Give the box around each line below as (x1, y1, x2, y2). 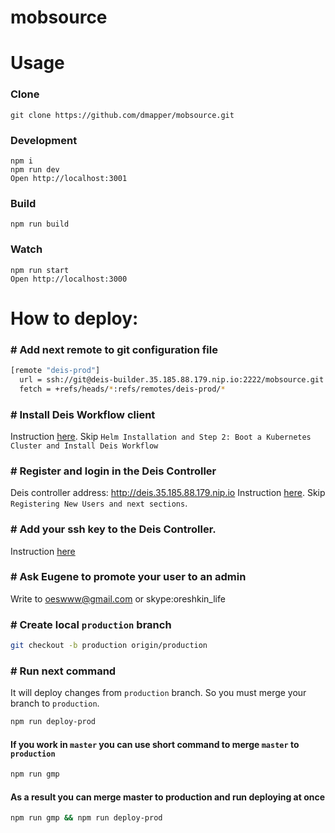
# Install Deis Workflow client (10, 407, 156, 421)
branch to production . (10, 697, 100, 710)
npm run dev (10, 164, 60, 175)
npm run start (10, 265, 70, 275)
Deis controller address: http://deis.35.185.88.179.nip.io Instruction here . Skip (10, 487, 326, 499)
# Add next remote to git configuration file (10, 342, 218, 356)
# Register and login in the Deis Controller (10, 464, 217, 478)
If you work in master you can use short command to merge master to (10, 738, 300, 750)
